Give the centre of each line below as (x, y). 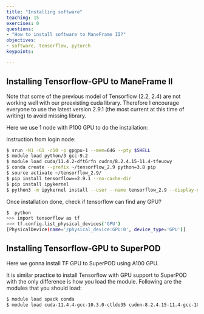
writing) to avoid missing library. (46, 116)
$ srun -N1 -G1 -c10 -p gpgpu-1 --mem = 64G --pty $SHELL (78, 150)
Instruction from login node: (41, 139)
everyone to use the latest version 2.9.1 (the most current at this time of (95, 109)
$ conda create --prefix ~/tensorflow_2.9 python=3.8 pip (81, 167)
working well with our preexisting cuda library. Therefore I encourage (93, 103)
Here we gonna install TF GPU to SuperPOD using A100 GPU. (83, 263)
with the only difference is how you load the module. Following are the (94, 281)
